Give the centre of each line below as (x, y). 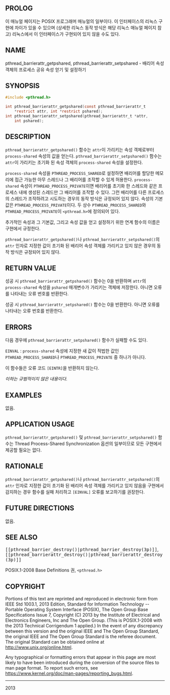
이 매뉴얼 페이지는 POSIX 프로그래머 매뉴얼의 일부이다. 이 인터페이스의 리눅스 (81, 21)
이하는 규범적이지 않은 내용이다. (36, 379)
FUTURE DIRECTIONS (40, 508)
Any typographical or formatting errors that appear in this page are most (80, 657)
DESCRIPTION (28, 137)
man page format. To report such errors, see (52, 668)
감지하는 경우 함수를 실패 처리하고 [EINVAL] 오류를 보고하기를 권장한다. (75, 492)
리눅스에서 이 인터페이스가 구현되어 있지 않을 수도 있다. (66, 34)
